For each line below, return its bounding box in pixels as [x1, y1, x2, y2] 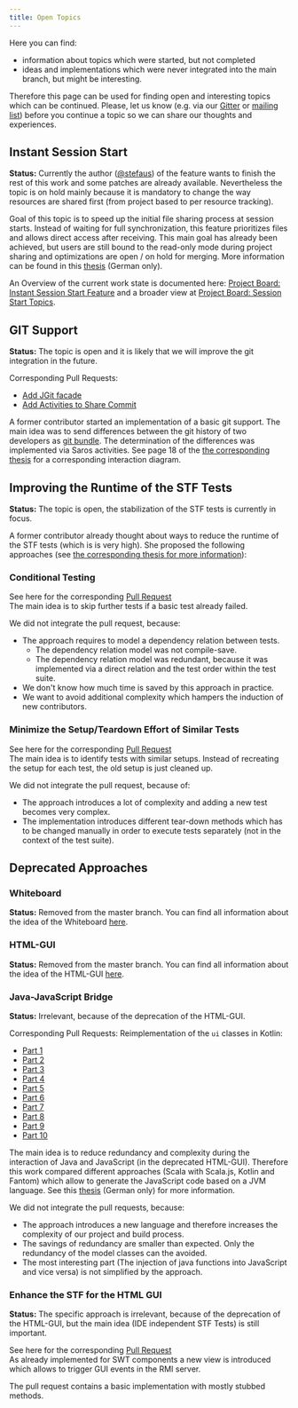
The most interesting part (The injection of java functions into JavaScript [21, 1257, 287, 1268]
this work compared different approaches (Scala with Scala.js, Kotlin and [9, 1166, 275, 1176]
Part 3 [21, 1064, 45, 1074]
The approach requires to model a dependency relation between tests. [21, 636, 280, 646]
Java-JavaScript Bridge [9, 991, 114, 1003]
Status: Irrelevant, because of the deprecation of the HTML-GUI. [9, 1010, 246, 1021]
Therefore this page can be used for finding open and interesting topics [9, 91, 271, 101]
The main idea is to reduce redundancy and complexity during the [9, 1147, 250, 1158]
